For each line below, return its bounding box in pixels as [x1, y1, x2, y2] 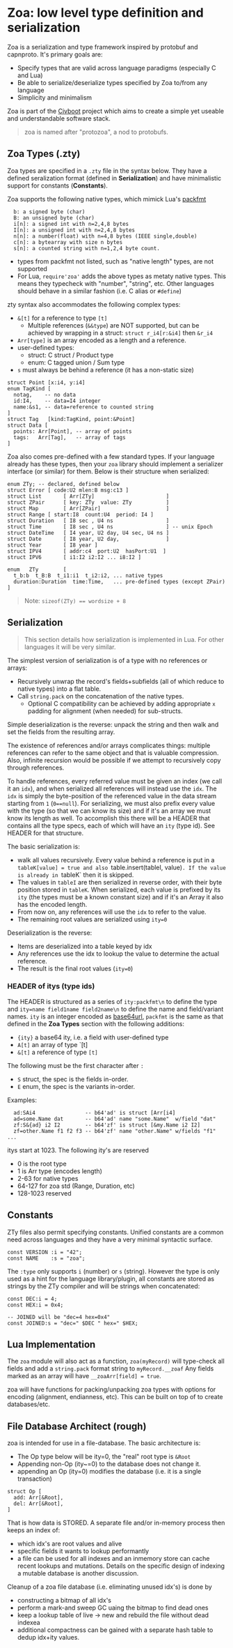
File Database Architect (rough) [7, 1420, 147, 1432]
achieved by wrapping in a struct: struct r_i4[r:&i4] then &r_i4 [27, 328, 214, 337]
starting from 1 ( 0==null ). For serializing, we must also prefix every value [7, 799, 216, 807]
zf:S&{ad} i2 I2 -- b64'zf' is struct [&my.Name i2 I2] [13, 1121, 200, 1129]
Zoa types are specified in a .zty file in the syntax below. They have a [7, 166, 207, 175]
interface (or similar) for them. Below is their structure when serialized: [7, 467, 210, 475]
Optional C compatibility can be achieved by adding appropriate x [27, 699, 216, 708]
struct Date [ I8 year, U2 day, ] [7, 535, 170, 542]
